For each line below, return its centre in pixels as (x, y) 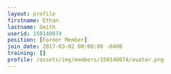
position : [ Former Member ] (47, 40)
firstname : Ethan (33, 20)
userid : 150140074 (35, 33)
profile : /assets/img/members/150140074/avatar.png (85, 60)
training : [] (27, 54)
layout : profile (31, 14)
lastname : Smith (31, 27)
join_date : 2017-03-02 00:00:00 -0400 (65, 47)
